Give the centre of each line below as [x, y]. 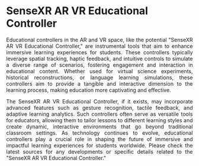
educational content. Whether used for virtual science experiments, [99, 71]
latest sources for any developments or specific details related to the [99, 151]
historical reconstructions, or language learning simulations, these [99, 77]
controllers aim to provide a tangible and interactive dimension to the [99, 83]
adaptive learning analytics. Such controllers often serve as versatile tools [99, 114]
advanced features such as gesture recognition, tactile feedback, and [99, 108]
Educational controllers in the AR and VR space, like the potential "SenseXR [99, 40]
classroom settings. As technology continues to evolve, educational [99, 133]
